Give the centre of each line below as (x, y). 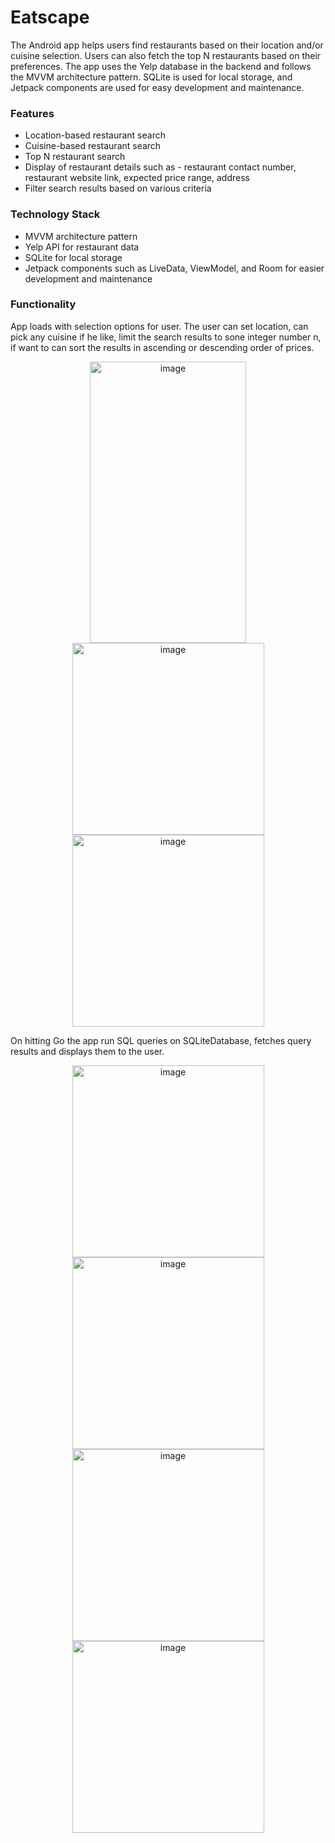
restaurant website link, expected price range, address (137, 178)
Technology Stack (55, 214)
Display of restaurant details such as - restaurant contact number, (160, 167)
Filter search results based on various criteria (118, 188)
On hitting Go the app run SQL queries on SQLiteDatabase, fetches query (161, 1040)
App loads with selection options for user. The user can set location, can (159, 326)
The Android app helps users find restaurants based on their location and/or (167, 45)
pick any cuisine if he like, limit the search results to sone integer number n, (166, 337)
